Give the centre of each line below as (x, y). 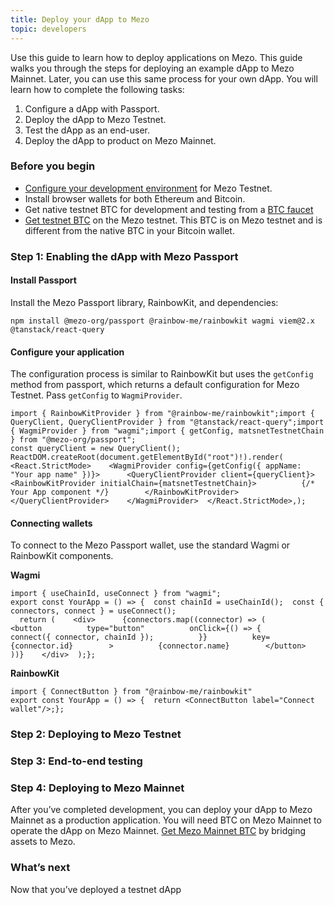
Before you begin (53, 166)
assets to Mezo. (43, 842)
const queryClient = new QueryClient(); (96, 449)
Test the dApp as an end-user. (87, 130)
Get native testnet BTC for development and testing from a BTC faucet (169, 209)
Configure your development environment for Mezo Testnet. (148, 188)
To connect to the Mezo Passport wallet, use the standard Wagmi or (150, 545)
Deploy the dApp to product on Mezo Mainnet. (120, 140)
